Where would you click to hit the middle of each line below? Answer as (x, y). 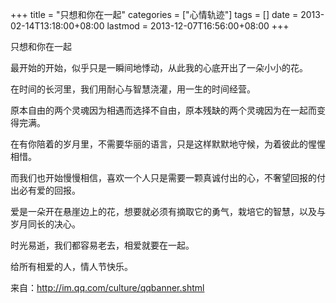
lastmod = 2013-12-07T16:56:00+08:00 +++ (198, 26)
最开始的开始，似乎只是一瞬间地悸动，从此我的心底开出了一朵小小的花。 (159, 67)
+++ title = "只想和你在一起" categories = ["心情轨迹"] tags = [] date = (154, 14)
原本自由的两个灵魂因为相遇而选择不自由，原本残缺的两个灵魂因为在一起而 (163, 110)
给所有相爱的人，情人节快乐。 (71, 266)
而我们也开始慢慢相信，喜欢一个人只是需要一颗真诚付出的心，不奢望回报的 (163, 177)
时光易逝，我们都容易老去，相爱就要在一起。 (102, 245)
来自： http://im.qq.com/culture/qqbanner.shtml (107, 287)
